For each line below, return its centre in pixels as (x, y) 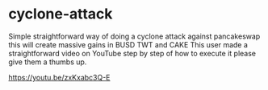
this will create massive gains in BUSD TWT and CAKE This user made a (128, 44)
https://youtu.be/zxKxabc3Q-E (59, 77)
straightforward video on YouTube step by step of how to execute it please (132, 53)
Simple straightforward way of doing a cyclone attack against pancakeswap (134, 36)
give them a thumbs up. (48, 62)
